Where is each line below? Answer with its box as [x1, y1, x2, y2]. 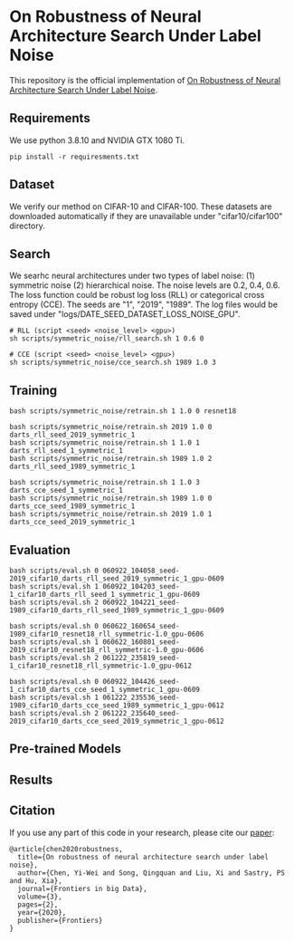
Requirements [9, 110, 90, 126]
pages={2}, [17, 899, 59, 909]
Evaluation [9, 542, 71, 558]
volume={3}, [17, 892, 63, 901]
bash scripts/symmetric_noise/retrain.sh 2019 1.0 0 [9, 423, 213, 432]
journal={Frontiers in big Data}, [17, 884, 147, 893]
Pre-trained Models [9, 741, 122, 757]
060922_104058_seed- [102, 566, 180, 575]
